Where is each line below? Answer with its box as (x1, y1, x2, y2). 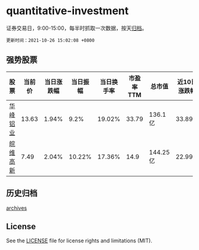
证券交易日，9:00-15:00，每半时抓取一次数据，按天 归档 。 (6, 24, 147, 31)
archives (6, 204, 27, 211)
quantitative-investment (6, 4, 129, 18)
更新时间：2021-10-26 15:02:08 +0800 (6, 37, 95, 43)
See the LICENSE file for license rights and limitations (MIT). (6, 237, 153, 244)
